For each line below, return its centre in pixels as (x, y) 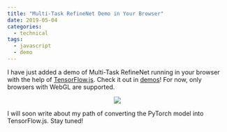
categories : (24, 26)
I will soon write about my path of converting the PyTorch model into (105, 113)
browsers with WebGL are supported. (61, 87)
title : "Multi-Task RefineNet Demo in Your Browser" (86, 14)
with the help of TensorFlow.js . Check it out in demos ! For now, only (105, 79)
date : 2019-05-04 (32, 20)
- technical (31, 33)
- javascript (32, 46)
